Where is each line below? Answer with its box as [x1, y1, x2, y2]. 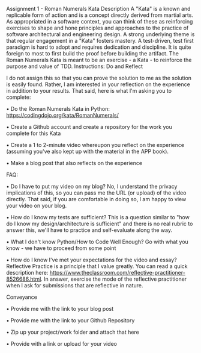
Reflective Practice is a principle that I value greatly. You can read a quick [6, 263, 188, 270]
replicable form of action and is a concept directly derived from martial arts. [6, 11, 194, 19]
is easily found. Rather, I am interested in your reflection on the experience [6, 81, 190, 88]
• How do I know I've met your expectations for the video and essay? [6, 256, 177, 263]
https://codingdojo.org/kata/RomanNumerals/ [6, 111, 119, 119]
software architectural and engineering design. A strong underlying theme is [6, 31, 195, 38]
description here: [6, 269, 49, 276]
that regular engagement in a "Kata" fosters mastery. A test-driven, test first [6, 37, 194, 44]
